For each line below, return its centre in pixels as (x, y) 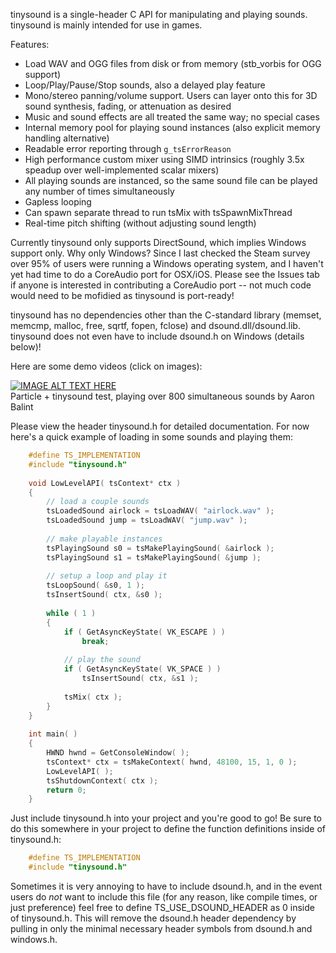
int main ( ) (53, 734)
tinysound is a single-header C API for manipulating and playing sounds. (159, 14)
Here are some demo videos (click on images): (106, 366)
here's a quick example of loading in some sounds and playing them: (151, 437)
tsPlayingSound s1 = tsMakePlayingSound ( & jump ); (154, 557)
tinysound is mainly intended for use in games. (106, 25)
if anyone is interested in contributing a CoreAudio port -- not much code (161, 285)
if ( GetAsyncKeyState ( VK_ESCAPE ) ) (144, 632)
